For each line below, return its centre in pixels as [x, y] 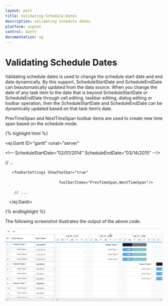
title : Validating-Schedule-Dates [41, 16]
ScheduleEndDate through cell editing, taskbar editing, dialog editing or [79, 97]
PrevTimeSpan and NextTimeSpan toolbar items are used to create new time [84, 118]
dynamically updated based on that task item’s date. [59, 109]
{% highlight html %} [27, 133]
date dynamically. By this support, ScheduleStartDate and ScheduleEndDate [84, 82]
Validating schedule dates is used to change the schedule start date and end [84, 76]
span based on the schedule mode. [41, 124]
